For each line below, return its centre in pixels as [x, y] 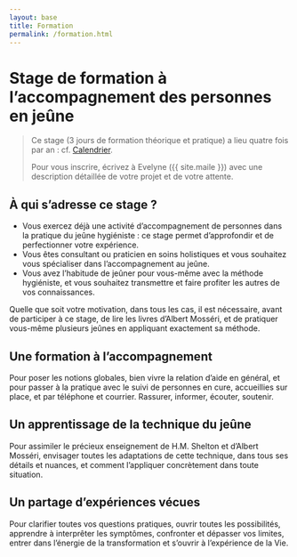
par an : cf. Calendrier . [72, 150]
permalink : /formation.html [61, 34]
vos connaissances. [58, 292]
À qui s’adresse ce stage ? [83, 204]
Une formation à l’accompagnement [111, 356]
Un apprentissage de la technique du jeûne [130, 425]
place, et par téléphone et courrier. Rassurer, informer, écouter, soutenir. [141, 396]
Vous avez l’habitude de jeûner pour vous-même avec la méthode [143, 273]
